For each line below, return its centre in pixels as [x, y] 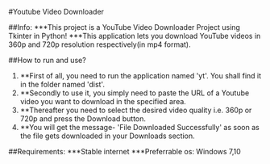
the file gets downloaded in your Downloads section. [107, 136]
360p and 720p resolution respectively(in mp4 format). [100, 44]
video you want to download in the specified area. [103, 101]
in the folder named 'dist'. [62, 84]
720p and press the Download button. [83, 119]
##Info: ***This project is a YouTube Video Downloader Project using [124, 27]
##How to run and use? [47, 60]
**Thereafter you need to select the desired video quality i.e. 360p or [136, 110]
